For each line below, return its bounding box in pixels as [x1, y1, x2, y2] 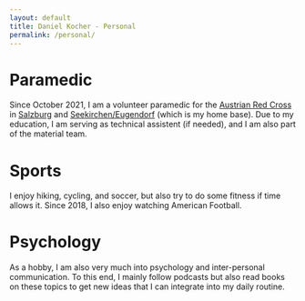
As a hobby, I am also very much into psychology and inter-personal [9, 262, 266, 273]
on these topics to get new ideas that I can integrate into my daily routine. [9, 281, 285, 292]
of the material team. [9, 128, 88, 139]
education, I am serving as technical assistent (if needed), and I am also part [9, 119, 296, 130]
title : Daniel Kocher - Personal [9, 22, 137, 31]
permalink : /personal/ [9, 30, 96, 39]
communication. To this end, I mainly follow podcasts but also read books [9, 272, 285, 283]
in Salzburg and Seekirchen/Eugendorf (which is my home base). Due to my [9, 109, 294, 120]
